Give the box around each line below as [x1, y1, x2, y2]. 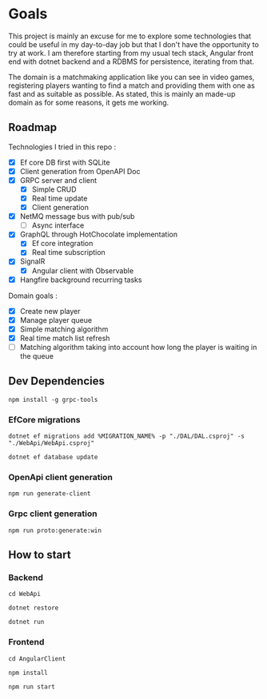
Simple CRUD [31, 185, 78, 194]
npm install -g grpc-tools [8, 395, 98, 403]
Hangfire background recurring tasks [19, 275, 142, 284]
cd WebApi [8, 590, 42, 598]
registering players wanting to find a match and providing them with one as [8, 81, 256, 90]
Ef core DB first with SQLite [19, 157, 110, 167]
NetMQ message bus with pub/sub [19, 212, 135, 221]
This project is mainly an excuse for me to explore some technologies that [8, 31, 252, 41]
